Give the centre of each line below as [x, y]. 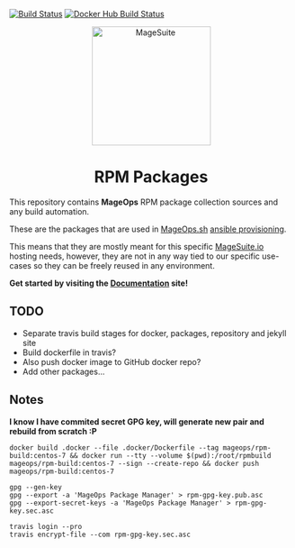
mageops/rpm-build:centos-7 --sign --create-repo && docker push [134, 463]
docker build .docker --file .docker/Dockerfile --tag [114, 448]
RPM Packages [151, 177]
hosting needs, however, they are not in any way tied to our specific [135, 256]
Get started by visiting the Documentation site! [99, 283]
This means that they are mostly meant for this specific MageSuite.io [137, 246]
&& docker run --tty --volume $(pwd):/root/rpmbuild [170, 455]
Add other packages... [63, 371]
